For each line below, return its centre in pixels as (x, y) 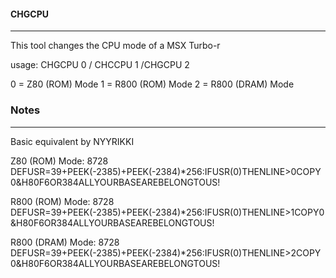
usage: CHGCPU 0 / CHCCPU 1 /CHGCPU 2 (100, 65)
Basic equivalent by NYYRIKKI (72, 141)
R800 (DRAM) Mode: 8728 (65, 242)
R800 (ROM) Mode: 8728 (62, 201)
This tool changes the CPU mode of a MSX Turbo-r (115, 46)
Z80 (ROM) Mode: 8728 (59, 161)
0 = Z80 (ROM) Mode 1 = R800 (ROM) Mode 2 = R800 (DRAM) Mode (152, 84)
